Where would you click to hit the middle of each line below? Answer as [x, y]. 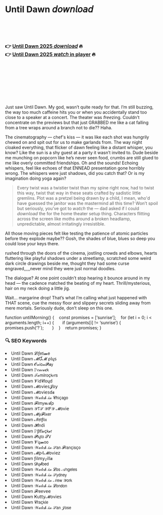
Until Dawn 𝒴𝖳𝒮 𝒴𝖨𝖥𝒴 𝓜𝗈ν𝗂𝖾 [40, 408]
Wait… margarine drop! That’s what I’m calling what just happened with [76, 298]
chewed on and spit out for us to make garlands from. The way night [74, 142]
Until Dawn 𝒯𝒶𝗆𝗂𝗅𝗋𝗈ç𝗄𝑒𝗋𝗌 [35, 375]
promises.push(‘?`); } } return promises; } [53, 328]
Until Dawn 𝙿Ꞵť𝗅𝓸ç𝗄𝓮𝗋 [32, 431]
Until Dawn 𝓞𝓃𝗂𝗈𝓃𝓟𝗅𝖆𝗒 [32, 364]
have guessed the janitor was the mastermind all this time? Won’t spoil [87, 204]
